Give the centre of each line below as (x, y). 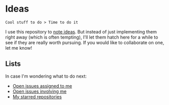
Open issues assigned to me (42, 86)
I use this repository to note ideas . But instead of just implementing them (81, 31)
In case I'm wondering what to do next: (46, 76)
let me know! (19, 48)
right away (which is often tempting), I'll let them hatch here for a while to (82, 37)
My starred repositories (37, 96)
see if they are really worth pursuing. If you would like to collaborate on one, (85, 42)
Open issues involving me (40, 91)
